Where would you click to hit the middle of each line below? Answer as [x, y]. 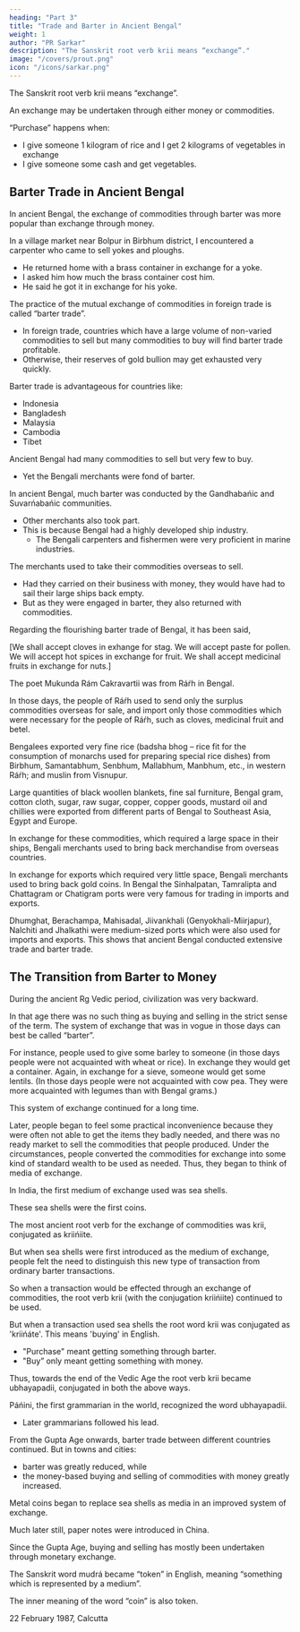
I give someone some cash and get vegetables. [109, 164]
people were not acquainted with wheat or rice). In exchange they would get [150, 1062]
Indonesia [40, 403]
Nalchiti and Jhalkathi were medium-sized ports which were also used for [145, 930]
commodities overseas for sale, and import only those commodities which [146, 710]
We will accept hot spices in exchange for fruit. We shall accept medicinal [145, 656]
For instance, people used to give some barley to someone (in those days [145, 1052]
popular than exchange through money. [82, 223]
